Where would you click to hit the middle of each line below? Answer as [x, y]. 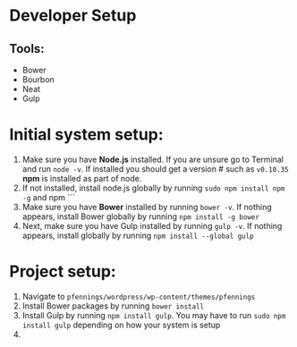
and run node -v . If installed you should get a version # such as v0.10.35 [155, 169]
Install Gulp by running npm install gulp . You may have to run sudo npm [154, 315]
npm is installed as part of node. [82, 178]
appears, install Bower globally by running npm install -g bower [140, 216]
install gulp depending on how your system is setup [121, 325]
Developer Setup [73, 16]
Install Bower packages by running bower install [113, 306]
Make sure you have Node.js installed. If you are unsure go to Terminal [153, 159]
